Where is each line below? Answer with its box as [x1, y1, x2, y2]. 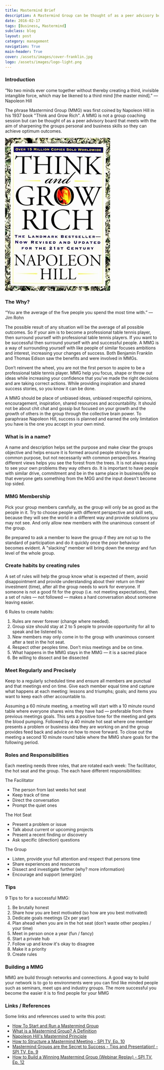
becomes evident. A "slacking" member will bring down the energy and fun [5, 545, 156, 550]
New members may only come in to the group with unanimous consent [12, 634, 155, 639]
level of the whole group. [5, 550, 55, 556]
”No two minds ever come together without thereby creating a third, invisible [5, 87, 159, 93]
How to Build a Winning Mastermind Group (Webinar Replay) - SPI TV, [12, 1054, 153, 1060]
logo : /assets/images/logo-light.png [5, 59, 82, 65]
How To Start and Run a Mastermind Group [12, 1023, 99, 1029]
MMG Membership [5, 493, 50, 500]
